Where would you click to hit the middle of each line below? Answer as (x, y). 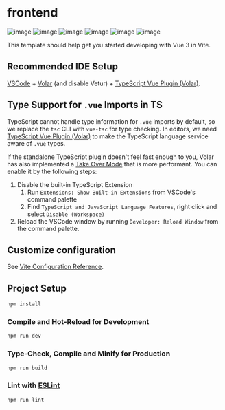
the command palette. (48, 228)
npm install (24, 304)
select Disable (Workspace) (66, 214)
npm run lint (26, 400)
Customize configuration (62, 250)
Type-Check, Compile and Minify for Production (89, 354)
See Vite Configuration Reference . (56, 267)
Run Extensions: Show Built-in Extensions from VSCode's (111, 192)
